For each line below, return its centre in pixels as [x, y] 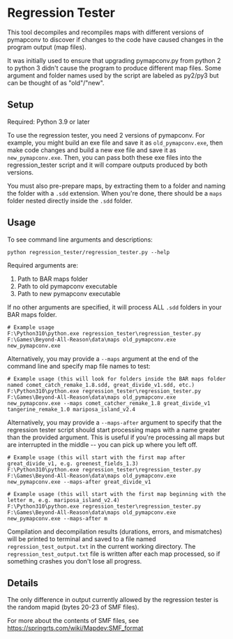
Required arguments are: [43, 265]
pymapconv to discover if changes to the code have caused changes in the [115, 39]
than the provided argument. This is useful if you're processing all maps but [116, 437]
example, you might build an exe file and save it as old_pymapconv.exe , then [115, 142]
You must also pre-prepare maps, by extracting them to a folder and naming [116, 186]
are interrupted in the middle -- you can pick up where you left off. [102, 444]
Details [23, 583]
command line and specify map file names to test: [79, 366]
